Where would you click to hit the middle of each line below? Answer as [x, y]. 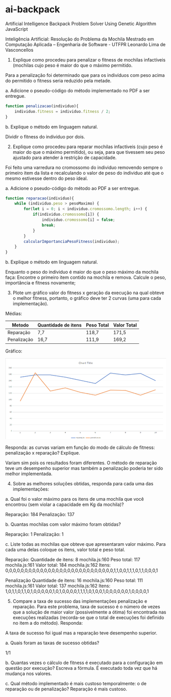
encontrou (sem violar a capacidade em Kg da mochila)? [65, 504]
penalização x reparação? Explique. [43, 453]
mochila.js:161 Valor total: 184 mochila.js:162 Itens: [58, 565]
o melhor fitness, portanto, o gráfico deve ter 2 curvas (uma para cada [87, 298]
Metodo [20, 325]
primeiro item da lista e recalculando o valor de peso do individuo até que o [84, 173]
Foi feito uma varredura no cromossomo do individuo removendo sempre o [84, 167]
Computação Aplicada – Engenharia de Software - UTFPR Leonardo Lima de [86, 44]
